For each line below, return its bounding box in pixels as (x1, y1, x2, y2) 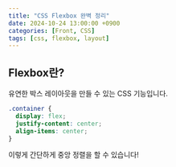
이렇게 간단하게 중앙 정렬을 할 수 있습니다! (8, 150, 139, 160)
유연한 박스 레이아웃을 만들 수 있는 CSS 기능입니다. (8, 89, 169, 99)
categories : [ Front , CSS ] (8, 26, 95, 35)
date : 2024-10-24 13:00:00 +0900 (8, 19, 121, 27)
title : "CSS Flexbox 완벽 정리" (8, 11, 110, 20)
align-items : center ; (15, 127, 88, 135)
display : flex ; (15, 112, 67, 120)
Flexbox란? (8, 66, 65, 79)
